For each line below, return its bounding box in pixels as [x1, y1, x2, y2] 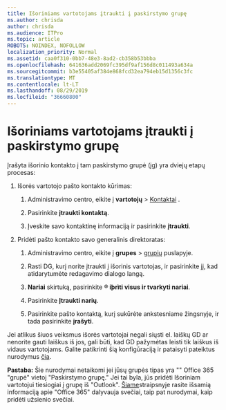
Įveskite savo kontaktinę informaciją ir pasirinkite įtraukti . [27, 222, 191, 230]
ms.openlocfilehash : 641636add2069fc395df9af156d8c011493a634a [7, 62, 194, 68]
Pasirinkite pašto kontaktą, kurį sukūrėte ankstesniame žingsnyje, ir [27, 309, 219, 318]
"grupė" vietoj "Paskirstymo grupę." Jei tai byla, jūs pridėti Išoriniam [7, 373, 200, 381]
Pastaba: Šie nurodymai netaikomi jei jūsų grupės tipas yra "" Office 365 [7, 366, 214, 374]
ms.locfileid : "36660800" [7, 94, 82, 101]
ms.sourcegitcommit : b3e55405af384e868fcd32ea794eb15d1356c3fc [7, 68, 194, 75]
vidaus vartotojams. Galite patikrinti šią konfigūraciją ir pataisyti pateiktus [7, 345, 216, 353]
